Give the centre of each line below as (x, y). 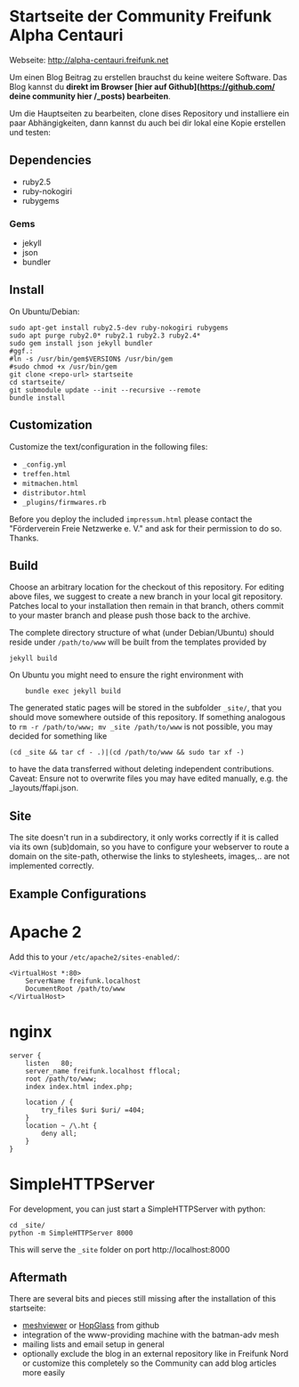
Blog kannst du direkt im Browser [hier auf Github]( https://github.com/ (142, 86)
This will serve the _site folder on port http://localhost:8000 (120, 1249)
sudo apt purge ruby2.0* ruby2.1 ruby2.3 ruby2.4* (105, 336)
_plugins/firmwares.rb (64, 502)
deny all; (59, 1133)
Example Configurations (78, 893)
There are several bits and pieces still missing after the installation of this (143, 1299)
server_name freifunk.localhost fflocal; (103, 1071)
